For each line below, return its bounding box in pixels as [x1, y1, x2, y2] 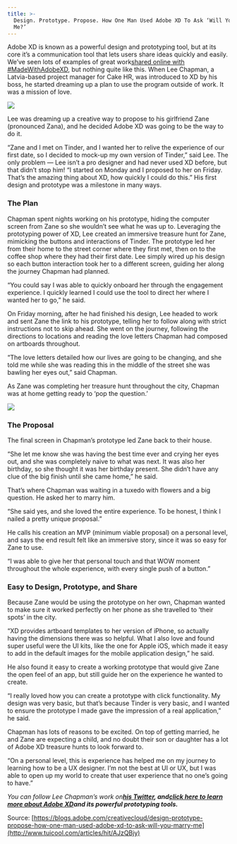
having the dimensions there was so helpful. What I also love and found [7, 634, 215, 643]
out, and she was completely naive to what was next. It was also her [7, 457, 206, 466]
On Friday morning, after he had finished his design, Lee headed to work [7, 309, 218, 318]
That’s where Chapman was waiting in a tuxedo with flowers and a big [7, 486, 211, 494]
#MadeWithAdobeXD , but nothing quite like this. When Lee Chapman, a [7, 65, 214, 74]
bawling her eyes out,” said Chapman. [7, 368, 118, 376]
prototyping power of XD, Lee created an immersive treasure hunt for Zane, [7, 229, 226, 238]
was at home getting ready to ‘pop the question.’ [7, 389, 148, 397]
